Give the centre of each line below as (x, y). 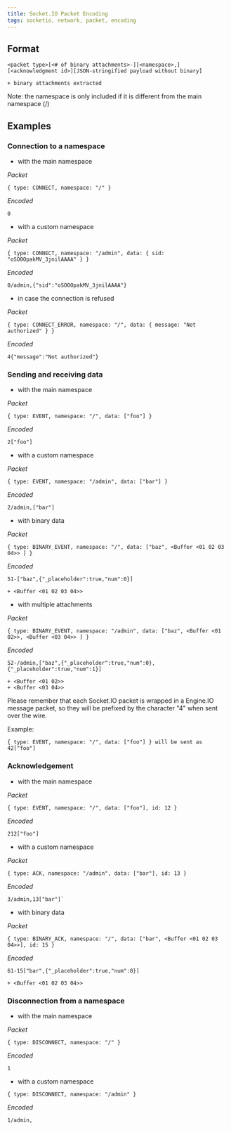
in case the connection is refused (66, 298)
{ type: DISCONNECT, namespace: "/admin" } (72, 1094)
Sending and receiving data (55, 375)
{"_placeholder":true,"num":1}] (54, 669)
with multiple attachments (55, 604)
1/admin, (20, 1120)
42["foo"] (22, 748)
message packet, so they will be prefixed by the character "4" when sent (113, 708)
